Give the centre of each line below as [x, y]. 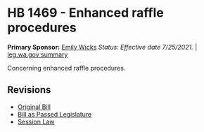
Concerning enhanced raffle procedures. [66, 68]
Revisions [29, 90]
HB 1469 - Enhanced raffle [85, 13]
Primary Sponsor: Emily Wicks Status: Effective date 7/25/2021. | [102, 47]
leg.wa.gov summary [38, 54]
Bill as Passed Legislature [55, 114]
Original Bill [34, 107]
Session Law [36, 122]
